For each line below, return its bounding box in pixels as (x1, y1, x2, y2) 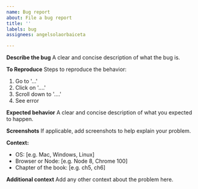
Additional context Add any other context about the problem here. (6, 176, 174, 183)
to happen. (6, 116, 34, 123)
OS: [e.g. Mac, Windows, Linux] (15, 151, 95, 158)
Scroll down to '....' (15, 91, 62, 98)
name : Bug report (6, 9, 51, 15)
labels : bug (6, 26, 37, 32)
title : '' (6, 20, 32, 26)
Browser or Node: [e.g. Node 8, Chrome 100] (15, 157, 128, 165)
